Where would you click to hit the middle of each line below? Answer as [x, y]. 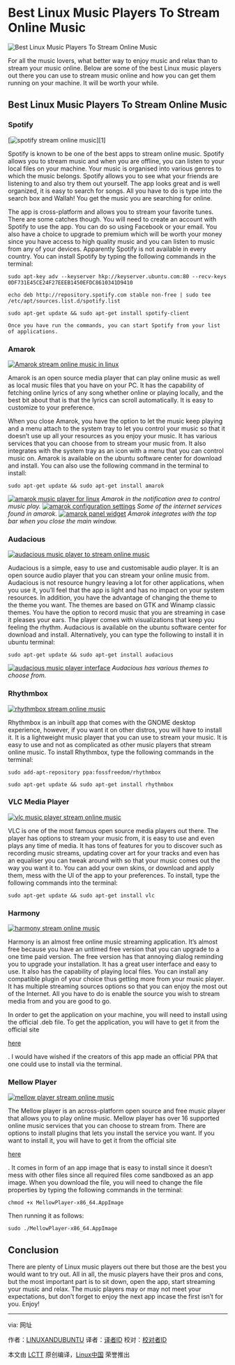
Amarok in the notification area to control [161, 498]
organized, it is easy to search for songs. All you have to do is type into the [115, 191]
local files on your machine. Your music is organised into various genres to [115, 168]
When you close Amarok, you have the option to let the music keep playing [115, 421]
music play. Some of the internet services [115, 506]
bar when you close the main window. [62, 521]
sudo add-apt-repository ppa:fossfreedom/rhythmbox [84, 772]
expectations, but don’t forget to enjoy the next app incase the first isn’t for [116, 1297]
